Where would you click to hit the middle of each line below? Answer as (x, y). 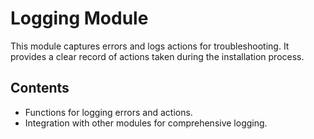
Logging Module (79, 18)
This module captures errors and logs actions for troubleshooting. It (150, 46)
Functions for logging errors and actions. (108, 112)
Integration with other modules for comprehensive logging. (146, 123)
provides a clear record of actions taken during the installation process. (157, 56)
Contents (40, 88)
